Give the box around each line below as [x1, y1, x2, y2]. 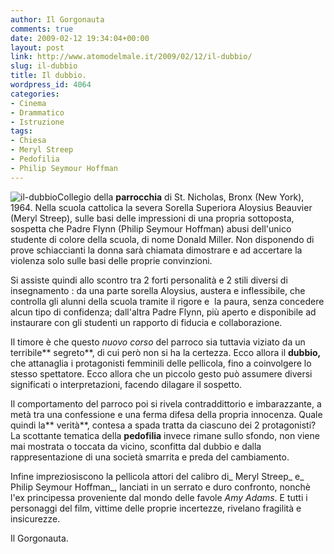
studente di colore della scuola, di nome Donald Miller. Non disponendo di [10, 233, 315, 245]
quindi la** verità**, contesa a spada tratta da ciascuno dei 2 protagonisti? [10, 419, 317, 431]
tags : [10, 126, 33, 136]
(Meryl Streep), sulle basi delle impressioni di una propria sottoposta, [10, 212, 295, 224]
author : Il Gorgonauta [10, 14, 105, 25]
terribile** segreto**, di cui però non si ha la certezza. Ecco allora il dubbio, [10, 346, 322, 358]
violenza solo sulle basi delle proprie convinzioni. [10, 254, 213, 266]
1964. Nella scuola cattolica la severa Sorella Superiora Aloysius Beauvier [10, 201, 313, 213]
